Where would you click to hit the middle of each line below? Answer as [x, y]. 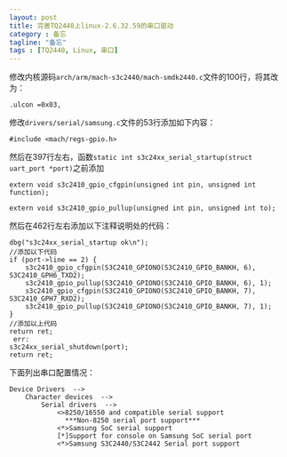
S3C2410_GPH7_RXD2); [48, 299]
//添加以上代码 [33, 324]
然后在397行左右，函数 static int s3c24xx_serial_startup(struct [131, 157]
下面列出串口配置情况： [52, 373]
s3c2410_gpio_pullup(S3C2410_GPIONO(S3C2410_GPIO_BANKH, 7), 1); [149, 307]
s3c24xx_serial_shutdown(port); [69, 348]
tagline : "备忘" [38, 42]
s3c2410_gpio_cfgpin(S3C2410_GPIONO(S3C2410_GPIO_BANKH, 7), [140, 291]
